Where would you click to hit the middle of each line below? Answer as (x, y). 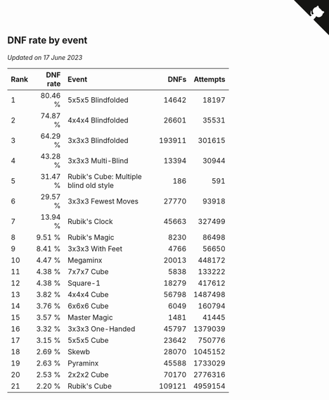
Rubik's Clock (91, 221)
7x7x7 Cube (88, 271)
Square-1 (84, 283)
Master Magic (91, 317)
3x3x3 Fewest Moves (103, 201)
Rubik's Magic (91, 237)
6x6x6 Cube (88, 306)
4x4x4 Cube (88, 294)
